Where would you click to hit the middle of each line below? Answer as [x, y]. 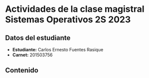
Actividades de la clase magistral [75, 9]
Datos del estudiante [38, 38]
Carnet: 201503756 [33, 55]
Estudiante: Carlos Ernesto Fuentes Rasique [58, 50]
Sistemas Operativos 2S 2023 [68, 19]
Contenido [22, 70]
